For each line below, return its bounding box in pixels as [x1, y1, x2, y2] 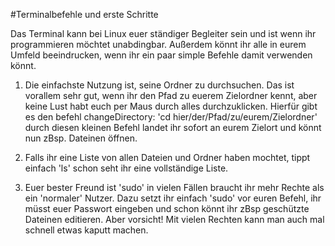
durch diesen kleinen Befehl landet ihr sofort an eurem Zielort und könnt [24, 122, 322, 133]
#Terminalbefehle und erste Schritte [10, 9, 159, 20]
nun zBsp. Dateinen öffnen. [24, 132, 138, 144]
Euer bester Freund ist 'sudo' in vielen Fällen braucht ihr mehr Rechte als [24, 182, 325, 193]
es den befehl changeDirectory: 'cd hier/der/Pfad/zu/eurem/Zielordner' [24, 111, 318, 123]
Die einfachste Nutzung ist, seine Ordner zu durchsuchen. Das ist [24, 79, 295, 91]
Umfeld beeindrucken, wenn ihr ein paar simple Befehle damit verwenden [10, 49, 313, 61]
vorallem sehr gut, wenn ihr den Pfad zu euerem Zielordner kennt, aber [24, 90, 318, 101]
